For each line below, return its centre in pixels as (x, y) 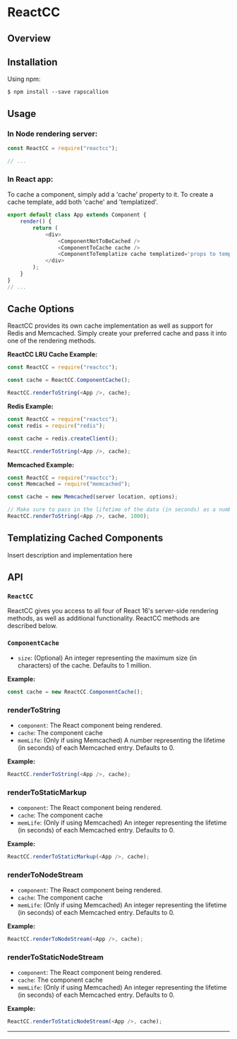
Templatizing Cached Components (85, 538)
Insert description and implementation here (70, 555)
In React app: (30, 179)
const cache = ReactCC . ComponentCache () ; (69, 380)
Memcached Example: (41, 465)
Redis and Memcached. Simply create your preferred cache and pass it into (117, 333)
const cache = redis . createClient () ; (63, 438)
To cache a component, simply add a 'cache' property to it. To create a (110, 195)
